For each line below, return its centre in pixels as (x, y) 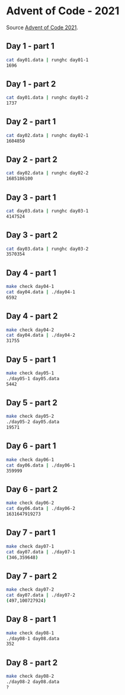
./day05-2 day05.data (33, 422)
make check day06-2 (30, 503)
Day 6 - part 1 (31, 446)
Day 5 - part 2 (32, 403)
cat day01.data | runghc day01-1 (47, 60)
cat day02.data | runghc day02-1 (47, 135)
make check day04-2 (30, 330)
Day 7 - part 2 (32, 576)
